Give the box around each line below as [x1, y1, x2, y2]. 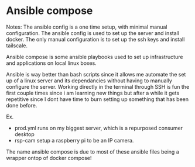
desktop [14, 130, 35, 138]
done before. [6, 102, 37, 109]
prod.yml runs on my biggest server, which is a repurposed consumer [14, 124, 183, 131]
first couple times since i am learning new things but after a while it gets [6, 89, 180, 96]
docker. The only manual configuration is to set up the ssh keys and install [6, 36, 185, 43]
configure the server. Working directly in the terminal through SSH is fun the [6, 83, 190, 90]
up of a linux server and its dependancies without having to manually [6, 77, 173, 84]
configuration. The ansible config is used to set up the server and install [6, 29, 180, 36]
